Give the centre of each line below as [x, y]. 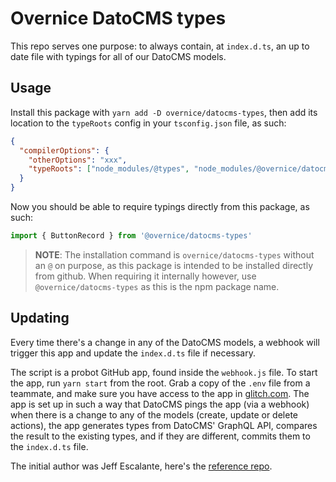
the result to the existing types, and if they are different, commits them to [160, 436]
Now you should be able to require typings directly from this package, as [160, 206]
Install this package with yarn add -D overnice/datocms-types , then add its [164, 112]
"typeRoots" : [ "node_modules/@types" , [109, 169]
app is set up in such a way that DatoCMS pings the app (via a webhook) [160, 404]
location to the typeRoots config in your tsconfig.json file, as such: [148, 123]
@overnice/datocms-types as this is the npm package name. [157, 286]
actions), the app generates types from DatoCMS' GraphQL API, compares [164, 425]
